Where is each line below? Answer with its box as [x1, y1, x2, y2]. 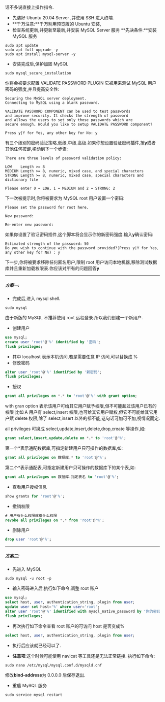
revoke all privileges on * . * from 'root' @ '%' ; [5, 518, 105, 523]
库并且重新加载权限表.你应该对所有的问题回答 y [5, 266, 100, 271]
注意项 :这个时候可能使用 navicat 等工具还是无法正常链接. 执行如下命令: [12, 653, 155, 659]
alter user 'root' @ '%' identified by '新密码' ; [5, 369, 102, 374]
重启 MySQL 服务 [12, 682, 47, 688]
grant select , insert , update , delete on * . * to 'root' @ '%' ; [5, 435, 126, 441]
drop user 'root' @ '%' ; [5, 537, 52, 542]
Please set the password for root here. [5, 205, 89, 210]
